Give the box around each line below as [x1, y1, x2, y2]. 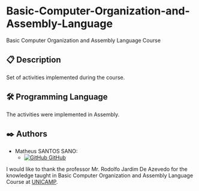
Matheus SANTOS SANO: [14, 148, 78, 155]
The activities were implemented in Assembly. [6, 111, 120, 118]
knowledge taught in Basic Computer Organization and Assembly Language [6, 172, 194, 179]
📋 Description [6, 55, 61, 65]
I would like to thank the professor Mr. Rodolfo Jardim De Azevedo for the [6, 166, 188, 173]
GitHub [49, 154, 66, 161]
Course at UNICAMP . [6, 178, 58, 186]
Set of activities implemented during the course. [6, 74, 125, 81]
